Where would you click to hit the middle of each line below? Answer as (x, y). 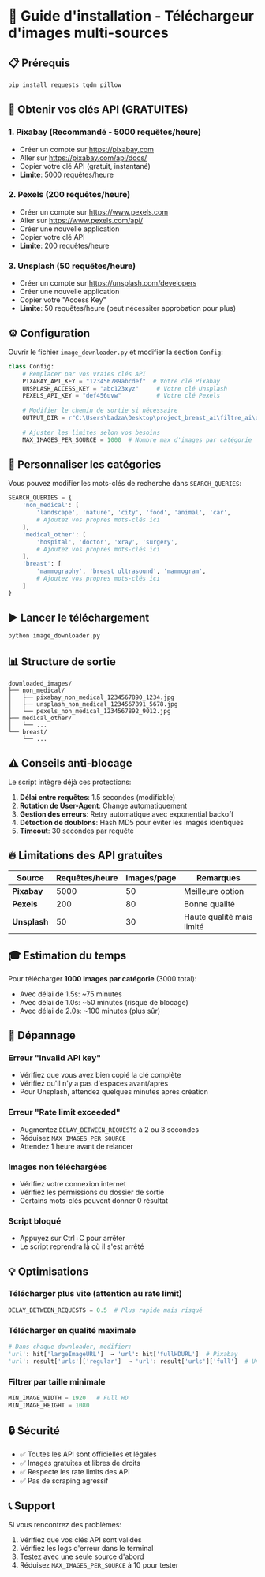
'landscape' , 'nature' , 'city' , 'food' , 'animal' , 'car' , (134, 513)
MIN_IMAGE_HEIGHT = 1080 (49, 1405)
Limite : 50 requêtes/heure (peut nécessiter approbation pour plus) (128, 308)
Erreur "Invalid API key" (54, 1058)
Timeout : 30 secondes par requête (77, 831)
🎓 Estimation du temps (67, 956)
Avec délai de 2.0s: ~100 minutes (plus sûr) (90, 1011)
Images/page (151, 877)
